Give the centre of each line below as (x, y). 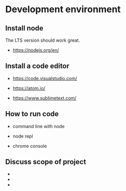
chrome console (30, 146)
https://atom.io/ (29, 88)
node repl (23, 136)
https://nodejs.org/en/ (36, 50)
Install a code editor (37, 66)
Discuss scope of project (46, 162)
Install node (24, 28)
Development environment (63, 9)
